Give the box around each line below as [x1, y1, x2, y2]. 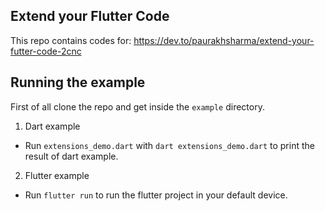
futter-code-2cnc [10, 45, 82, 57]
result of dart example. [24, 150, 119, 162]
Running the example [10, 74, 146, 91]
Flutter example [24, 169, 90, 181]
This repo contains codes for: [10, 34, 132, 46]
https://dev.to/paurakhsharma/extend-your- [133, 34, 315, 46]
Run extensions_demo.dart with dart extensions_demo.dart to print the [24, 139, 315, 151]
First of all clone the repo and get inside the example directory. [10, 100, 265, 113]
